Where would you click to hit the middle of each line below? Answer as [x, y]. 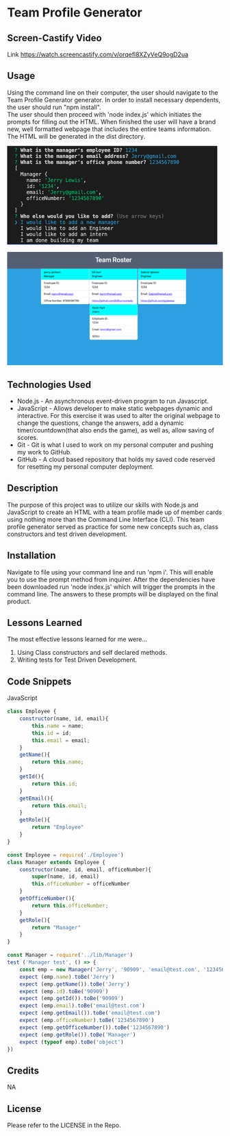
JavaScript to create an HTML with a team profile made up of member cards [115, 512]
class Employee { [32, 712]
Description [33, 488]
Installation [31, 556]
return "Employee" [58, 827]
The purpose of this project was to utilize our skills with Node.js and [103, 505]
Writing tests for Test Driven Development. [77, 660]
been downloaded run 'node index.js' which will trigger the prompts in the [111, 587]
